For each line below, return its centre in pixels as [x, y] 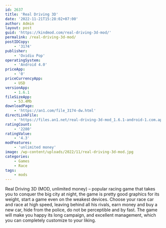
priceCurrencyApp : [24, 78]
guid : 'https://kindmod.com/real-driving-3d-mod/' [58, 33]
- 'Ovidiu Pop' [30, 56]
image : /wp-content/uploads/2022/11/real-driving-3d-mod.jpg [69, 152]
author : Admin [20, 23]
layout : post [19, 28]
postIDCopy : [17, 42]
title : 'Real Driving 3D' [32, 14]
